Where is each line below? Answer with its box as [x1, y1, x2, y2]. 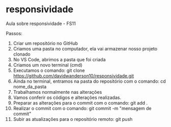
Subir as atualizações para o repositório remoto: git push [13, 116, 133, 122]
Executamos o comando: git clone [13, 67, 85, 73]
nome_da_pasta [13, 83, 47, 90]
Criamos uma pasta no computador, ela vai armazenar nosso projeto [13, 45, 158, 52]
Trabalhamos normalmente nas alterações [13, 89, 102, 95]
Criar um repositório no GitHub [13, 40, 78, 46]
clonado [13, 51, 31, 57]
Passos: [6, 30, 22, 36]
